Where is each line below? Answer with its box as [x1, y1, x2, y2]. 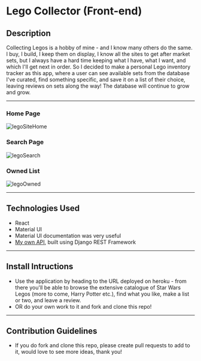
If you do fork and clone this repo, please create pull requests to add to [14, 342, 190, 349]
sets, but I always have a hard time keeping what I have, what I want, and [6, 57, 187, 64]
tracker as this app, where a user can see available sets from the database [6, 70, 190, 76]
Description [6, 28, 51, 38]
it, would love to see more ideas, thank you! [14, 348, 123, 356]
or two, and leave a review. [14, 296, 81, 304]
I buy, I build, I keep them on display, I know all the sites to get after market [6, 50, 190, 58]
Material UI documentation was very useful [14, 232, 121, 239]
